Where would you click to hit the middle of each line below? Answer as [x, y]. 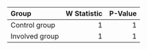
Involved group [35, 36]
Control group [33, 25]
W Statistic [84, 13]
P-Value [123, 13]
